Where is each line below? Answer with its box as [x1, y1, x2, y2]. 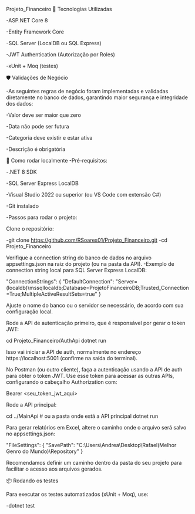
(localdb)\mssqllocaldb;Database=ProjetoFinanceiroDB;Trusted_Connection [6, 285, 189, 291]
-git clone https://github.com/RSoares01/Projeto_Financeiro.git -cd [6, 236, 167, 244]
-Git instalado [6, 202, 39, 209]
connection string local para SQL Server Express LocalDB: [6, 267, 147, 273]
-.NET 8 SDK [6, 168, 37, 175]
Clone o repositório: [6, 225, 54, 232]
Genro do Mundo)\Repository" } [6, 448, 83, 455]
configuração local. [6, 308, 53, 315]
